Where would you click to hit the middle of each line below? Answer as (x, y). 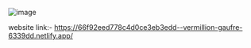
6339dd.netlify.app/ (41, 36)
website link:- (31, 27)
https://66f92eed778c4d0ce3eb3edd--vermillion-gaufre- (149, 27)
